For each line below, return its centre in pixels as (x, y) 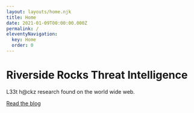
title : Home (21, 17)
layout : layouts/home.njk (39, 12)
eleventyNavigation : (32, 34)
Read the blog (23, 103)
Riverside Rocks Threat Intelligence (97, 75)
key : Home (24, 40)
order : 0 (23, 46)
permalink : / (23, 29)
